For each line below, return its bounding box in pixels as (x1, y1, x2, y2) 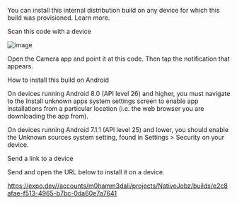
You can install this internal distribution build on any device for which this (7, 6, 221, 14)
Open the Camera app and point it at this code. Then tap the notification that (7, 54, 230, 63)
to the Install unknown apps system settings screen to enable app (7, 97, 199, 105)
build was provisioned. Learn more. (7, 13, 110, 22)
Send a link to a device (7, 155, 74, 162)
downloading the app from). (7, 112, 88, 120)
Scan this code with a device (7, 28, 92, 35)
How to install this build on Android (7, 76, 110, 84)
